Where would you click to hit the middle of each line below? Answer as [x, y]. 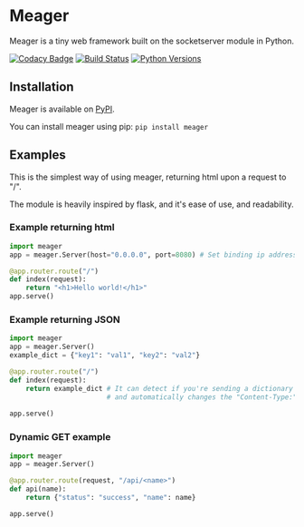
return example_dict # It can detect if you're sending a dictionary [160, 388]
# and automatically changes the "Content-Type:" [202, 397]
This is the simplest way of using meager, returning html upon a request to [148, 177]
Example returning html [62, 228]
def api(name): [38, 489]
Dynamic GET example [60, 437]
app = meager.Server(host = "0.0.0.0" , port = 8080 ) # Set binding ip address [153, 255]
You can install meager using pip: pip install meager [109, 126]
